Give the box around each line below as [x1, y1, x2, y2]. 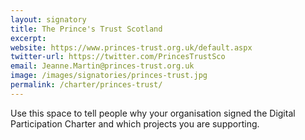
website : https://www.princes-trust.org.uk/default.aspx [10, 42, 253, 53]
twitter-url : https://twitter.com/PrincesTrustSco [10, 52, 226, 62]
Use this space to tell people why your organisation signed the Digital [10, 107, 296, 119]
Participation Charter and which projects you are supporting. [10, 117, 260, 130]
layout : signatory [10, 14, 87, 25]
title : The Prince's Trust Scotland [10, 24, 163, 34]
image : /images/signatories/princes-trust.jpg [10, 71, 208, 81]
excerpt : [10, 33, 47, 43]
